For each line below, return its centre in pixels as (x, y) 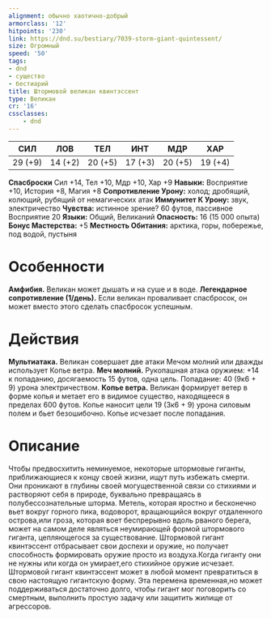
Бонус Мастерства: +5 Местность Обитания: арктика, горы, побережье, (136, 225)
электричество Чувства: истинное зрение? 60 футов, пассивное (121, 208)
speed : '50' (28, 53)
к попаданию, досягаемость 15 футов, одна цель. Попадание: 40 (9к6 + (132, 378)
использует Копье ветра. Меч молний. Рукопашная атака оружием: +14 (134, 370)
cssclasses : (28, 114)
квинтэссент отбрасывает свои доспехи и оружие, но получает (119, 546)
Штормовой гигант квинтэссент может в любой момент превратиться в (133, 571)
